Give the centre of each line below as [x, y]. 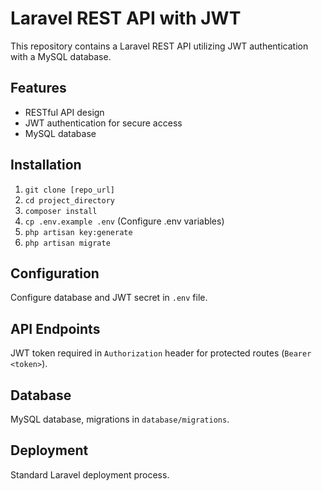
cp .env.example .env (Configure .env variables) [124, 221]
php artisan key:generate [78, 232]
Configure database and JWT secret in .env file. [109, 298]
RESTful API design [64, 112]
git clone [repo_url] [69, 190]
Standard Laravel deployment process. [90, 474]
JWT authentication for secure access [103, 123]
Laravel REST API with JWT [126, 18]
